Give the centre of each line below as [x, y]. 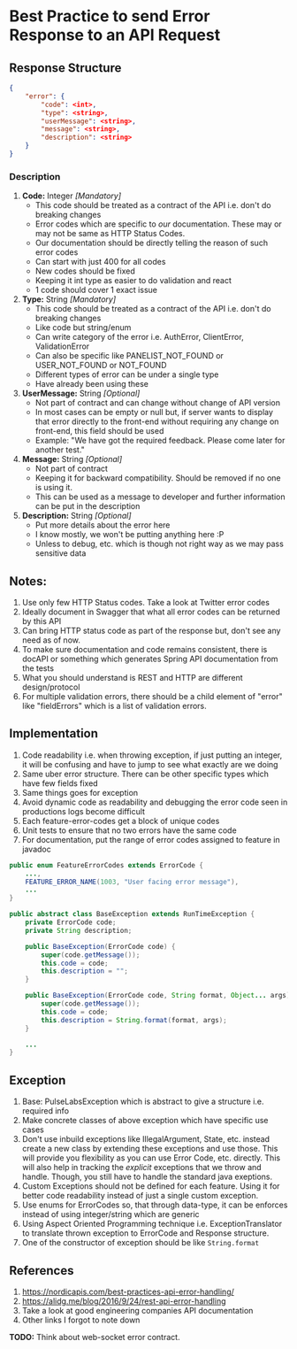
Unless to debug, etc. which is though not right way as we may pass [160, 544]
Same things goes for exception [80, 792]
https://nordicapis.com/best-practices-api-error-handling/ [128, 1291]
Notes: [28, 581]
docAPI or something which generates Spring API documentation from [150, 659]
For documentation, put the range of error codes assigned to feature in [151, 839]
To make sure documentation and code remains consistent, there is [145, 649]
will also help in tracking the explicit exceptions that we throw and [142, 1168]
